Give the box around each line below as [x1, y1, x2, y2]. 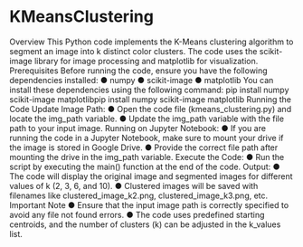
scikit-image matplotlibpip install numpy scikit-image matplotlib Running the [9, 93, 292, 105]
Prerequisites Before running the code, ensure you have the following [9, 65, 269, 76]
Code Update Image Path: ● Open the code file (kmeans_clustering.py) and [9, 103, 292, 114]
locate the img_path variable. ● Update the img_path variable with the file [9, 113, 285, 124]
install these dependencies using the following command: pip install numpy [9, 84, 289, 95]
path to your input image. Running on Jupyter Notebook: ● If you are [9, 122, 267, 133]
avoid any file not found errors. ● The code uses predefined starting [9, 209, 265, 220]
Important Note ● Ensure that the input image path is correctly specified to [9, 199, 289, 210]
